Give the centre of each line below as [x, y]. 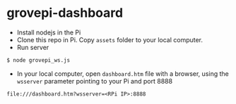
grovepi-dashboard [65, 13]
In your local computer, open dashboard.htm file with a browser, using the [123, 73]
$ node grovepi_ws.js [39, 60]
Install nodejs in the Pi [49, 32]
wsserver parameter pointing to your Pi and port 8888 [95, 81]
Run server [33, 47]
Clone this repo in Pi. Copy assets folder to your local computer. [110, 39]
